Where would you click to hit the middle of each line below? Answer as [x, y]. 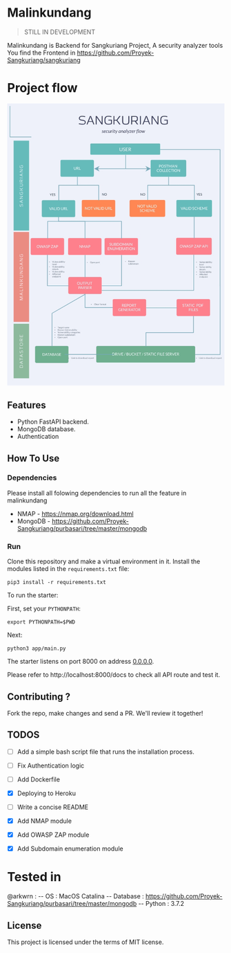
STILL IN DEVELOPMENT [59, 32]
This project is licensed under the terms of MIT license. [86, 942]
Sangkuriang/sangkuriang [44, 60]
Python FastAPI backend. [53, 422]
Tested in [34, 877]
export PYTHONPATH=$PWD [41, 622]
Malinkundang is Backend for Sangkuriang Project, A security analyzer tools [115, 45]
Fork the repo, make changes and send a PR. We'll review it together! [105, 713]
